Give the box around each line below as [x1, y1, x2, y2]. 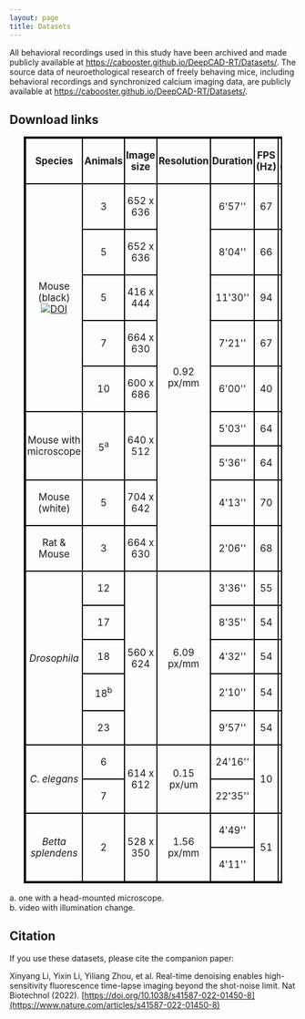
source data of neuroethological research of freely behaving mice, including [9, 66, 295, 77]
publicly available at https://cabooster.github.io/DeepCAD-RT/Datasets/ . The [9, 57, 297, 67]
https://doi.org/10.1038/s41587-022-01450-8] [84, 990, 255, 1001]
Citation [9, 929, 56, 944]
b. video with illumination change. [9, 901, 136, 912]
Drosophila [28, 652, 79, 664]
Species [35, 155, 74, 168]
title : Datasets [9, 22, 71, 31]
